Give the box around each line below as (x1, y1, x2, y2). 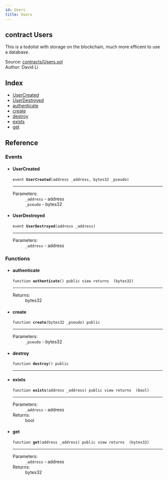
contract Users (5, 31, 53, 39)
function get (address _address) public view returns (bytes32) (12, 439, 149, 445)
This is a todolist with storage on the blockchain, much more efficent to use (5, 44, 160, 50)
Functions (5, 255, 30, 262)
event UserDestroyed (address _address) (12, 223, 96, 228)
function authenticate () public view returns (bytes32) (12, 279, 134, 284)
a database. (5, 49, 29, 55)
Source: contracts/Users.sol (5, 59, 63, 65)
